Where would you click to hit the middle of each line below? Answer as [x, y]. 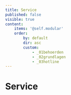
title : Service [21, 10]
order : [21, 33]
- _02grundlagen [49, 57]
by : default [36, 38]
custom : [31, 47]
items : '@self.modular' [39, 29]
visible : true [20, 19]
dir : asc [32, 43]
